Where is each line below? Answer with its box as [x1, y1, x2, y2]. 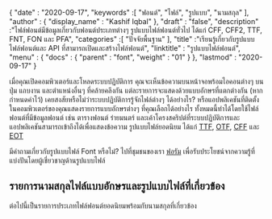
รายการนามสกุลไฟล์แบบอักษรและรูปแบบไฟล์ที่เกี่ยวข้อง [9, 180, 225, 193]
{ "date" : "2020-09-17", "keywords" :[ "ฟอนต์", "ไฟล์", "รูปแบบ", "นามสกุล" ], [9, 8, 249, 17]
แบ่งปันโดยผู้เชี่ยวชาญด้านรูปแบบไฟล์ [9, 155, 106, 165]
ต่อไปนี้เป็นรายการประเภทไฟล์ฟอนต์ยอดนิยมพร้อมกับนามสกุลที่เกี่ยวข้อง [9, 200, 197, 210]
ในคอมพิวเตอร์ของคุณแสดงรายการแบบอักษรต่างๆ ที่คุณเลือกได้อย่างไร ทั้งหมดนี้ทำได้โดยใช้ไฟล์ [9, 104, 259, 113]
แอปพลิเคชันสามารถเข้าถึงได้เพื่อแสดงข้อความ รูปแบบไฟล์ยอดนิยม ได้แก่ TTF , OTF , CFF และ [9, 122, 260, 131]
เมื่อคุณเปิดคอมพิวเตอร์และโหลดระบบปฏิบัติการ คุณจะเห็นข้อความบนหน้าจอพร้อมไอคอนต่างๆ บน [9, 76, 264, 86]
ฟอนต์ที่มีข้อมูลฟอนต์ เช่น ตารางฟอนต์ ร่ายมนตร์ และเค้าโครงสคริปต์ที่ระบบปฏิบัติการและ [9, 113, 241, 122]
